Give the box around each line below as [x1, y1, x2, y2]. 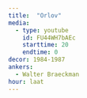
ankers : [8, 63, 34, 71]
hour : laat [8, 77, 44, 85]
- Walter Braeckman [15, 70, 80, 78]
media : [8, 19, 30, 27]
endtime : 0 [22, 48, 59, 56]
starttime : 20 [22, 41, 69, 49]
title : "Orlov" [8, 11, 62, 20]
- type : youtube [15, 26, 69, 34]
